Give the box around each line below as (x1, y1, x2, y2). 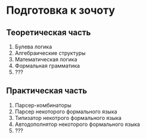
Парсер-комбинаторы (14, 101, 72, 109)
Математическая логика (14, 56, 77, 63)
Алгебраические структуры (14, 50, 86, 57)
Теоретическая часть (6, 27, 91, 38)
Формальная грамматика (14, 62, 80, 69)
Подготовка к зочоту (6, 4, 115, 17)
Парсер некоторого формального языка (14, 108, 117, 115)
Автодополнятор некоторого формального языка (14, 121, 140, 128)
